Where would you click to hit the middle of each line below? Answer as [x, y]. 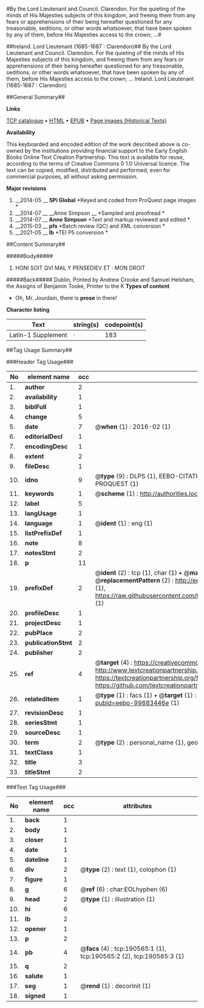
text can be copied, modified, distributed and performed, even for [89, 170]
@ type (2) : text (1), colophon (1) [128, 870]
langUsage [41, 513]
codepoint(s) [124, 325]
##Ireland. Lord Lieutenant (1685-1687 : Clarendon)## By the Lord [89, 46]
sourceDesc [43, 733]
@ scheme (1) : [117, 494]
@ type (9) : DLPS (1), [126, 476]
